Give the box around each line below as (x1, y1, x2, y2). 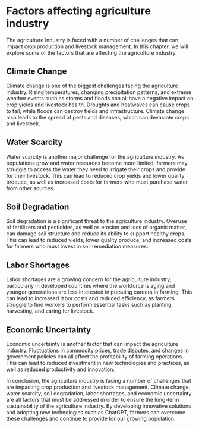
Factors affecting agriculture (6, 4, 151, 18)
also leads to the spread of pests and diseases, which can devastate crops (6, 114, 189, 121)
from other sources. (6, 184, 55, 191)
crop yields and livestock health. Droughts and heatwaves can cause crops (6, 101, 190, 108)
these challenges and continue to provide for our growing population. (6, 415, 176, 422)
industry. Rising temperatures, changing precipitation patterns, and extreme (6, 88, 192, 96)
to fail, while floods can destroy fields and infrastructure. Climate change (6, 107, 185, 114)
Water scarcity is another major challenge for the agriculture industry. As (6, 153, 184, 160)
